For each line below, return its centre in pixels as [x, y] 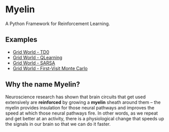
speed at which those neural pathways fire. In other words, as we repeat [82, 113]
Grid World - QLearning [37, 57]
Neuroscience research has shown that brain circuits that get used [76, 97]
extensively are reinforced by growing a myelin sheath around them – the [83, 102]
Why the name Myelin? [43, 85]
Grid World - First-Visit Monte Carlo [50, 68]
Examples [21, 40]
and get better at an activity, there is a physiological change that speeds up [85, 118]
